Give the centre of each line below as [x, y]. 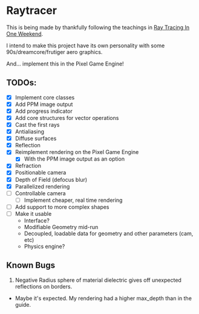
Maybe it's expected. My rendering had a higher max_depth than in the [103, 298]
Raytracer [32, 11]
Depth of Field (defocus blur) [51, 179]
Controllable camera [40, 193]
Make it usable [33, 213]
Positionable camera [41, 173]
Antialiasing [29, 132]
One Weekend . [25, 33]
